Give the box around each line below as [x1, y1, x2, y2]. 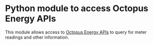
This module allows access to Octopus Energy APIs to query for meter [5, 29, 147, 35]
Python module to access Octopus [5, 3, 149, 14]
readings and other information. [5, 34, 69, 40]
